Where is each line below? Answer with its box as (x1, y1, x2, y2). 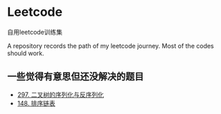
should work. (7, 49, 45, 57)
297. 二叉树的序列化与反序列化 (17, 91, 104, 99)
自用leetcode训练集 (7, 28, 63, 36)
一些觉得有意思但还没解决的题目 (7, 70, 144, 83)
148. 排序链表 (17, 99, 55, 107)
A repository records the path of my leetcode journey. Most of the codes (7, 41, 215, 50)
